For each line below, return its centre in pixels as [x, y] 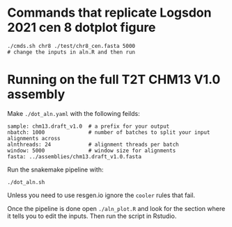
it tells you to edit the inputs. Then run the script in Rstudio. [92, 216]
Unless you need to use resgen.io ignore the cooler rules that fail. [101, 195]
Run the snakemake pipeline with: [55, 169]
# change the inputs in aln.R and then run [71, 52]
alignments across [34, 138]
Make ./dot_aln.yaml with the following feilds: [74, 113]
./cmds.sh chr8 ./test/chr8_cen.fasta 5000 [71, 46]
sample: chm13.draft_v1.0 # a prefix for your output [88, 126]
